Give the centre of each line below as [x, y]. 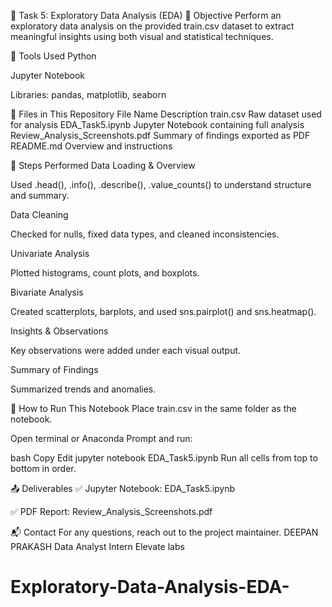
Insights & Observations [59, 331]
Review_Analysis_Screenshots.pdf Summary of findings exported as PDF [160, 135]
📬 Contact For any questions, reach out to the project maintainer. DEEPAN [164, 532]
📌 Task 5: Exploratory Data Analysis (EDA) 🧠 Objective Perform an [146, 15]
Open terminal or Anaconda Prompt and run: [101, 438]
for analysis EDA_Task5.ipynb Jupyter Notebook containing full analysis [157, 124]
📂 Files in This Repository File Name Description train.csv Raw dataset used [166, 114]
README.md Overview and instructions [91, 146]
